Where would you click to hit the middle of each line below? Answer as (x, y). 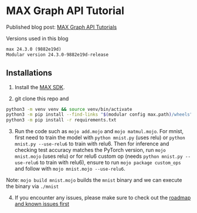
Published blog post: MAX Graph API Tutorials (62, 27)
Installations (29, 73)
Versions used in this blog (37, 38)
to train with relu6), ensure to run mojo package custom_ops (111, 163)
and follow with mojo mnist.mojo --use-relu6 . (70, 169)
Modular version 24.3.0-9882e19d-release (57, 55)
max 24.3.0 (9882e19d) (34, 49)
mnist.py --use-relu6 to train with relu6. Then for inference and (92, 144)
